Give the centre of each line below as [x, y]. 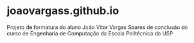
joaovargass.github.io [63, 11]
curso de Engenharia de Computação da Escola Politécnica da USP [90, 33]
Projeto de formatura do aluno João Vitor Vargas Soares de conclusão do [98, 27]
